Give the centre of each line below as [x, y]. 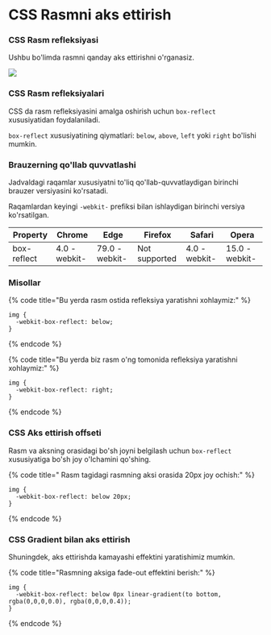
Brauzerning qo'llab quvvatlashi [72, 164]
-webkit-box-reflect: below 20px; [73, 496]
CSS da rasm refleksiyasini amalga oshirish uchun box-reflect [112, 111]
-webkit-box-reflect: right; [65, 390]
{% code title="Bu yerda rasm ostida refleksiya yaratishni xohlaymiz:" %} [130, 301]
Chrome [72, 235]
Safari [202, 235]
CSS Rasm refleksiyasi [54, 40]
